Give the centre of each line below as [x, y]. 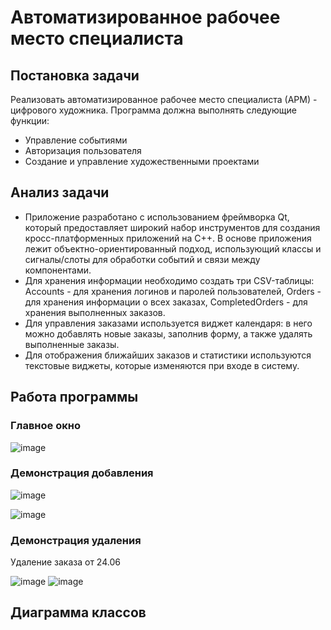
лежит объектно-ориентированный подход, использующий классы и [173, 248]
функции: [30, 120]
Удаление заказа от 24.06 [65, 562]
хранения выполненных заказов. [95, 312]
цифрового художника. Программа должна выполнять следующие [153, 110]
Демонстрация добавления [82, 473]
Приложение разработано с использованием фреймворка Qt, [157, 217]
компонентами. [58, 270]
